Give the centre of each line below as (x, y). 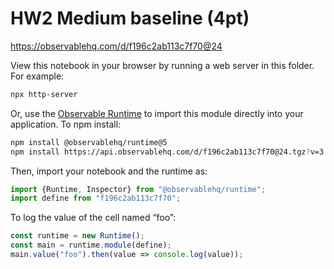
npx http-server (44, 94)
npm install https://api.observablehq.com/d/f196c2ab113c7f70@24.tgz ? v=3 (167, 152)
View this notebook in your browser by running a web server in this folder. (162, 65)
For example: (37, 76)
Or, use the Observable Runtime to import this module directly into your (157, 113)
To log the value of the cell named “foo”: (93, 218)
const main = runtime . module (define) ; (91, 245)
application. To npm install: (66, 124)
